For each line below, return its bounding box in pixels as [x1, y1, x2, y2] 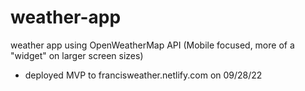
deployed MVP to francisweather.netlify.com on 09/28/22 [24, 69, 263, 81]
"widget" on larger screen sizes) [10, 49, 144, 61]
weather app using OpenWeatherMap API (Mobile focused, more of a [10, 39, 295, 51]
